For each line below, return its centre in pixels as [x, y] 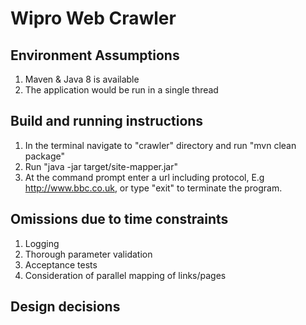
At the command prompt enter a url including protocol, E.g [144, 177]
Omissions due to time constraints [119, 219]
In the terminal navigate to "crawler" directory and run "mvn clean [160, 145]
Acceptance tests [61, 264]
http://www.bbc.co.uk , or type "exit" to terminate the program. [153, 188]
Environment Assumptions [95, 55]
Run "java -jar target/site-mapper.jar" [101, 166]
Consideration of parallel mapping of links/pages [125, 275]
